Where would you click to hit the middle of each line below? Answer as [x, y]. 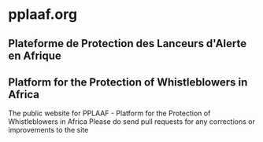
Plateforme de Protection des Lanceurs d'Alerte [127, 44]
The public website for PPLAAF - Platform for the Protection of [109, 113]
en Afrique [35, 55]
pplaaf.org [43, 15]
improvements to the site [48, 130]
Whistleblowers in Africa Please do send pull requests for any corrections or [132, 122]
